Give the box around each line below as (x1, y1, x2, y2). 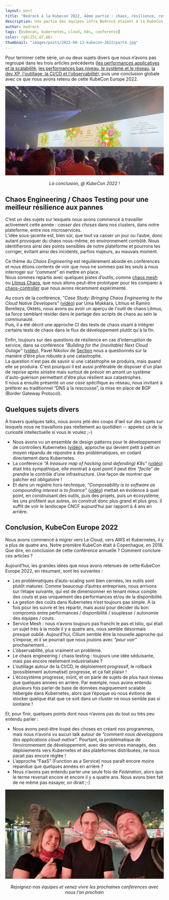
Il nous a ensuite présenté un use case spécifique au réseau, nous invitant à (5, 380, 162, 386)
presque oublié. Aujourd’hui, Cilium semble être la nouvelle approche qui (12, 631, 163, 637)
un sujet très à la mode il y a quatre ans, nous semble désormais (12, 626, 146, 632)
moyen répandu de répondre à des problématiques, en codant (12, 449, 142, 456)
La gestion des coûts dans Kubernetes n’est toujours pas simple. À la (12, 599, 156, 605)
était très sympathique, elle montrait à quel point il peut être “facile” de (12, 466, 159, 472)
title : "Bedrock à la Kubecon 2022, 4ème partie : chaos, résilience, (5, 13, 156, 19)
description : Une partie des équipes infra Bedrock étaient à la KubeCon (5, 19, 163, 24)
